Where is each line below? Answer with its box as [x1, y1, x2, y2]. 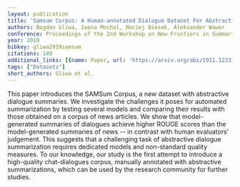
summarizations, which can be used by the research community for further [7, 165, 229, 173]
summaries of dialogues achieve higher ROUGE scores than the [39, 119, 226, 128]
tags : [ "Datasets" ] [7, 63, 66, 70]
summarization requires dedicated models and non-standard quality [7, 142, 208, 151]
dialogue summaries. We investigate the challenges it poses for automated [7, 97, 227, 105]
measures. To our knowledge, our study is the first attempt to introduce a [7, 150, 223, 159]
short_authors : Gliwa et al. [7, 70, 94, 77]
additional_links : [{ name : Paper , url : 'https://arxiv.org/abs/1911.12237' [7, 57, 238, 64]
